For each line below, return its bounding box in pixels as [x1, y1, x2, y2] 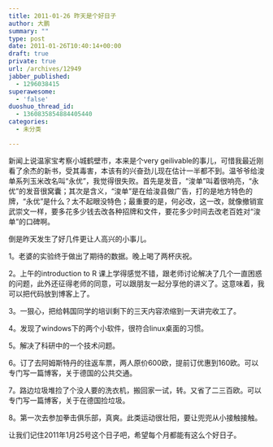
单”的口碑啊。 [8, 216, 55, 226]
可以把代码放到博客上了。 [8, 289, 94, 298]
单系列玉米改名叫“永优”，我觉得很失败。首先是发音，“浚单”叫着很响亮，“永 [8, 176, 259, 185]
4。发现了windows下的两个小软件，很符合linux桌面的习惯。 [8, 323, 209, 333]
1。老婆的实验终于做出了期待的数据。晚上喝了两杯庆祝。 [8, 251, 197, 261]
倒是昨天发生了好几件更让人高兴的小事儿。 [8, 233, 151, 244]
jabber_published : [8, 72, 71, 80]
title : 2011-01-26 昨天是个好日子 [8, 11, 117, 20]
